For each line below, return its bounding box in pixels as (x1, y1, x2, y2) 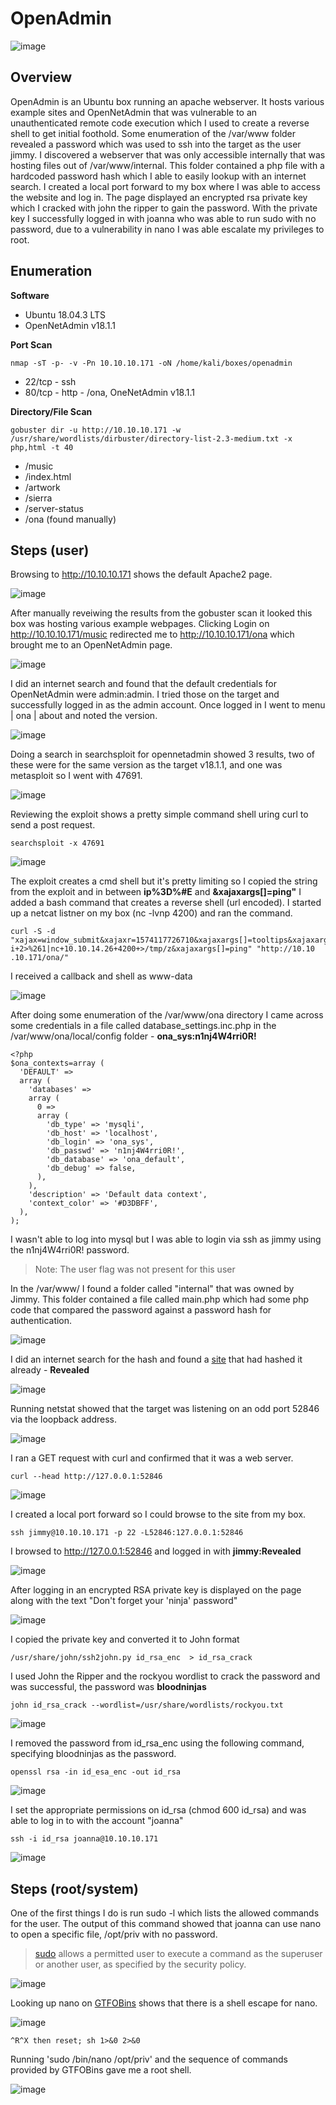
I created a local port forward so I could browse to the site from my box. (10, 1508, 307, 1521)
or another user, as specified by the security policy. (34, 1958, 247, 1971)
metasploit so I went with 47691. (10, 770, 143, 782)
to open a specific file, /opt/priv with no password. (10, 1928, 218, 1941)
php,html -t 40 (10, 442, 74, 452)
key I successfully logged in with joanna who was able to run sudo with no (10, 212, 317, 224)
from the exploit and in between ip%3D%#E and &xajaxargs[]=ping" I (10, 886, 302, 898)
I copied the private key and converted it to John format (10, 1633, 240, 1646)
